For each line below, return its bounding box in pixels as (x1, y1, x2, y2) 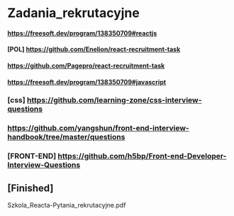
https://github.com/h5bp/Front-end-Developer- (57, 151, 227, 161)
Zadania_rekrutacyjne (7, 5, 140, 21)
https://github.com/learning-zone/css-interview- (27, 95, 202, 105)
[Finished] (7, 182, 54, 194)
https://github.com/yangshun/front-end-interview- (7, 123, 189, 133)
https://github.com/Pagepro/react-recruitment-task (7, 61, 165, 70)
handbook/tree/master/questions (7, 132, 126, 142)
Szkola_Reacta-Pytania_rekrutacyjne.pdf (7, 201, 126, 210)
